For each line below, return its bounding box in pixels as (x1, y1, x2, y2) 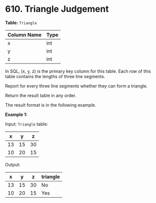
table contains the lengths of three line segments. (5, 73, 105, 79)
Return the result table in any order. (5, 92, 77, 98)
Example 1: (5, 112, 28, 117)
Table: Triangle (5, 20, 37, 26)
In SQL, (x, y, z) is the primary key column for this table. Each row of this (5, 68, 151, 74)
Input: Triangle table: (5, 121, 48, 127)
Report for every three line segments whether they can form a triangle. (5, 83, 148, 89)
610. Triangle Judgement (5, 3, 109, 15)
